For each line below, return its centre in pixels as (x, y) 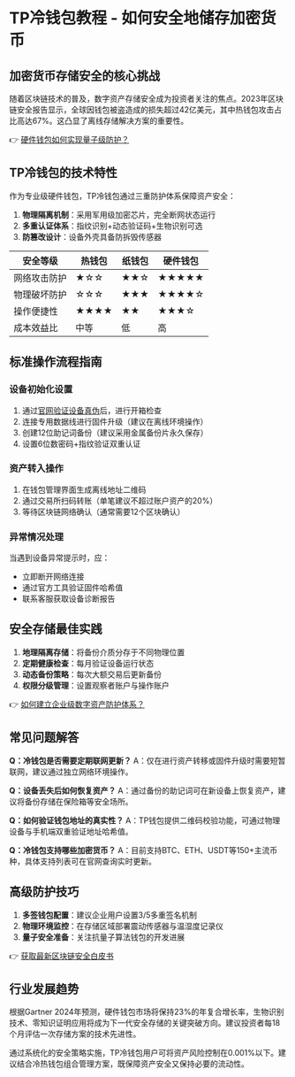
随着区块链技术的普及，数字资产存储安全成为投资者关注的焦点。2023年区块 (147, 99)
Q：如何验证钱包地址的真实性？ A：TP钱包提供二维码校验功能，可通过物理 (145, 820)
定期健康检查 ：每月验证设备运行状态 (88, 663)
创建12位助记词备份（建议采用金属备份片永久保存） (115, 432)
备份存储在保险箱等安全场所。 (79, 801)
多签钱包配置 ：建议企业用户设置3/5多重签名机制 (109, 915)
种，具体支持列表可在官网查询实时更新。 (83, 861)
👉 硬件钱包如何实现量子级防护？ (69, 139)
